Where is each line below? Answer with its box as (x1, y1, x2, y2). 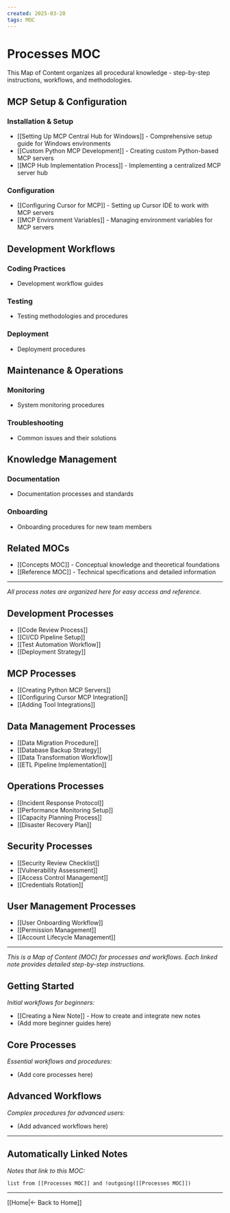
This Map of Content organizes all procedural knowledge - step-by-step (7, 69, 210, 77)
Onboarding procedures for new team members (16, 523, 152, 531)
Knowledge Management (7, 454, 118, 466)
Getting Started (7, 980, 75, 992)
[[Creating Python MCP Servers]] (16, 686, 111, 694)
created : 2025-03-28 (7, 10, 66, 17)
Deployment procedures (16, 345, 86, 353)
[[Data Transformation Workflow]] (16, 753, 113, 761)
